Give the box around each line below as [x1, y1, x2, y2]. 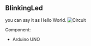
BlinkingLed [5, 4, 43, 12]
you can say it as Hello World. [5, 17, 66, 23]
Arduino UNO [12, 36, 40, 42]
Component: [5, 27, 31, 33]
